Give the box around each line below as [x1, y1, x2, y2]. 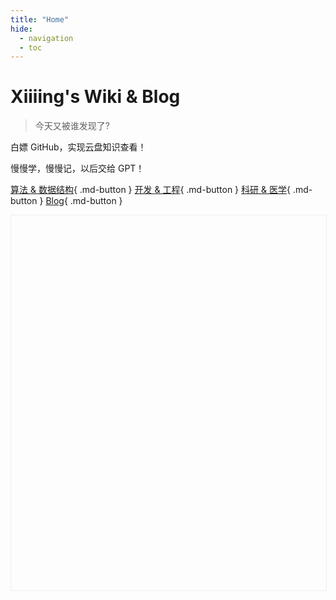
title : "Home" [10, 14, 70, 25]
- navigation [19, 33, 74, 43]
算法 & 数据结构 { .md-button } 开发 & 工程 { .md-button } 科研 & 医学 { [10, 184, 291, 196]
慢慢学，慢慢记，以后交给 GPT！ [10, 162, 145, 175]
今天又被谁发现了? [34, 120, 110, 132]
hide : [10, 24, 33, 34]
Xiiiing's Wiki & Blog [10, 86, 181, 108]
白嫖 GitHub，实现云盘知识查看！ [10, 141, 147, 153]
